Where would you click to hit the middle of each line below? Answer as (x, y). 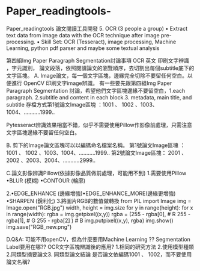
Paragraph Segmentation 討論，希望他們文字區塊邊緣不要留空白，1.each (96, 90)
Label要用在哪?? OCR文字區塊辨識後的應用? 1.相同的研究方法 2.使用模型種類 (100, 247)
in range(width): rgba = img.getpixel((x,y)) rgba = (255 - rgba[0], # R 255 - (98, 214)
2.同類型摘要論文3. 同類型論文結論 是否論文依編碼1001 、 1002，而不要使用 (99, 254)
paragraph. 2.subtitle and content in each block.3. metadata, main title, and (99, 97)
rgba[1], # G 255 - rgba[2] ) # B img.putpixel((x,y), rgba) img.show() (90, 220)
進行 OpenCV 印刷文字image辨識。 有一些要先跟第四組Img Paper (92, 83)
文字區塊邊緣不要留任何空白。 (43, 132)
